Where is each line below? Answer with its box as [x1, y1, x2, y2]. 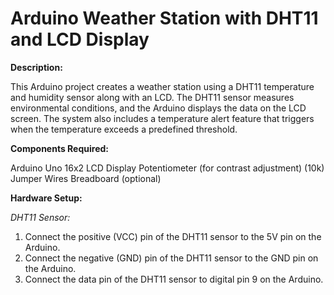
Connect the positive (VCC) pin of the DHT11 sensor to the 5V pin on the [24, 230, 322, 242]
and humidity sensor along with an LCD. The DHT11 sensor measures [10, 91, 295, 103]
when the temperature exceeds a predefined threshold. [10, 123, 238, 135]
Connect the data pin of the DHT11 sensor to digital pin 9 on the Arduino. [24, 273, 324, 285]
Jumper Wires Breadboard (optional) [10, 172, 162, 184]
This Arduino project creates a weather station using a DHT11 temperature [10, 80, 315, 92]
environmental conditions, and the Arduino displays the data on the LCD [10, 102, 307, 114]
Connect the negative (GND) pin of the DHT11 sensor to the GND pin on [24, 252, 319, 264]
